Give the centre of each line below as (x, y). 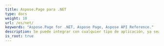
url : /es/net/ (20, 23)
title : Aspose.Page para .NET (36, 9)
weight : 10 (16, 18)
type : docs (16, 14)
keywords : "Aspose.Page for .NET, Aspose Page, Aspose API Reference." (79, 27)
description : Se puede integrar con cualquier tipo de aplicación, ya (78, 32)
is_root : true (20, 36)
